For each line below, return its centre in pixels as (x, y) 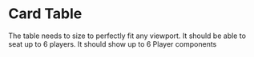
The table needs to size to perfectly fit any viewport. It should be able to (127, 36)
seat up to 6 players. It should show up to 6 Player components (113, 44)
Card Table (45, 14)
